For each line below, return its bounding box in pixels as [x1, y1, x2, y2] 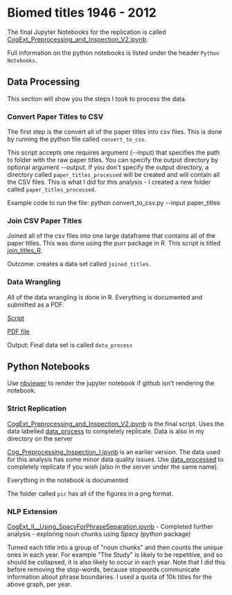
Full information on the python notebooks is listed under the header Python [7, 49, 220, 57]
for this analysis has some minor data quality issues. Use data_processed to [7, 455, 224, 463]
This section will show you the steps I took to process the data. [7, 94, 187, 103]
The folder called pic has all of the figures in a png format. [7, 489, 174, 497]
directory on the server [7, 434, 73, 442]
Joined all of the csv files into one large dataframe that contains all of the [7, 232, 216, 240]
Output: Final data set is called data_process [7, 340, 133, 349]
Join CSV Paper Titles [7, 216, 82, 225]
